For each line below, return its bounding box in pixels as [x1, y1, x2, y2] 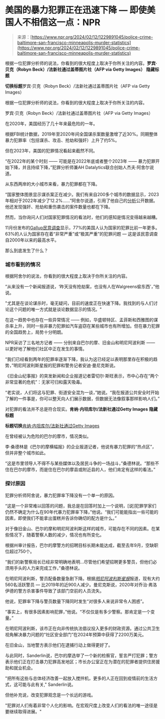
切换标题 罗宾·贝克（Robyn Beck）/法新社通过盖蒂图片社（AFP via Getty [5, 83, 150, 89]
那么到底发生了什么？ [5, 247, 48, 253]
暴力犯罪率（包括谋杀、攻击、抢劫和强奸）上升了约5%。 [5, 137, 120, 143]
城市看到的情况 [5, 261, 41, 268]
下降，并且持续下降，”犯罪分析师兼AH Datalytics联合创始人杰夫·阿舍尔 [9, 164, 150, 170]
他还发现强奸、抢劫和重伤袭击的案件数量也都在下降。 [5, 204, 113, 209]
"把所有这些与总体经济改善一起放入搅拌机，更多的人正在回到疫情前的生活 [5, 675, 154, 681]
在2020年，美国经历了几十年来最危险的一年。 [5, 120, 98, 126]
